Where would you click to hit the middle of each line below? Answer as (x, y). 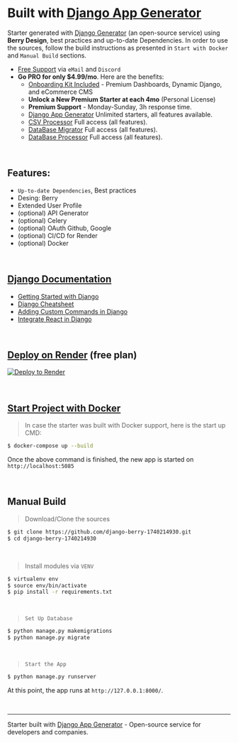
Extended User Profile (50, 205)
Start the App (45, 664)
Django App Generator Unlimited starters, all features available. (120, 114)
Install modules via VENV (59, 565)
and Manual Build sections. (47, 55)
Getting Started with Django (58, 296)
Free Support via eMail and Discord (69, 69)
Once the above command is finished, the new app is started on (101, 460)
